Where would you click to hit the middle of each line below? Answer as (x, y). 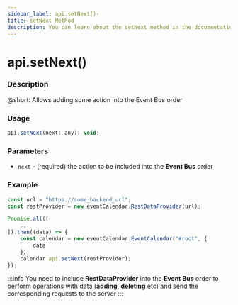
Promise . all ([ (28, 219)
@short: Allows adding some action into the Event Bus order (95, 99)
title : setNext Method (41, 21)
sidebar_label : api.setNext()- (53, 14)
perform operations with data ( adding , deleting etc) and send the (103, 286)
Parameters (28, 151)
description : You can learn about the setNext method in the (100, 27)
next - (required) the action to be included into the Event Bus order (115, 167)
